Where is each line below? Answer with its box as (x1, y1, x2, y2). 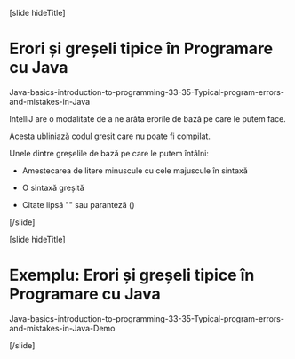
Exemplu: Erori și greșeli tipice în (9, 266, 255, 285)
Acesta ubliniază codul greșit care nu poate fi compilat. (9, 131, 211, 141)
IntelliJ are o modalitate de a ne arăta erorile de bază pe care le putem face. (9, 113, 286, 124)
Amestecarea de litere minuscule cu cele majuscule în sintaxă (21, 164, 249, 176)
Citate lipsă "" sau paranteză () (21, 199, 135, 210)
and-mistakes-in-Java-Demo (9, 323, 116, 333)
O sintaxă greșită (21, 182, 84, 193)
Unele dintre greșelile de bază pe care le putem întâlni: (9, 148, 209, 158)
